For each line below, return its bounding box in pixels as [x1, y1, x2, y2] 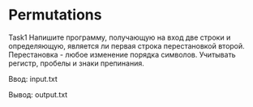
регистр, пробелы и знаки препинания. [8, 58, 144, 68]
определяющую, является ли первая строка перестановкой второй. [8, 41, 245, 50]
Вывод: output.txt [8, 89, 68, 99]
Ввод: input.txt [8, 74, 58, 83]
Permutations [8, 6, 102, 24]
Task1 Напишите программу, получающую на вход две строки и [8, 32, 231, 42]
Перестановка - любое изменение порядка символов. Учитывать [8, 49, 237, 59]
